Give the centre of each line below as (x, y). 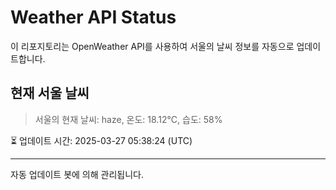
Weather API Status (93, 17)
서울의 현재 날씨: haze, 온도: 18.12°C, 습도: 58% (128, 119)
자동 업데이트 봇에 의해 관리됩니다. (77, 174)
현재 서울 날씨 (50, 93)
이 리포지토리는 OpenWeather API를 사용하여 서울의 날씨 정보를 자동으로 (152, 46)
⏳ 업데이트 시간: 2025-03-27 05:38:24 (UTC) (101, 140)
